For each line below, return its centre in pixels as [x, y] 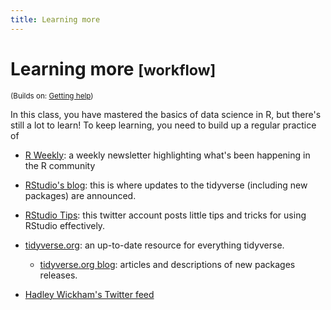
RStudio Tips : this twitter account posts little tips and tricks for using [165, 215]
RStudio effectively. [65, 225]
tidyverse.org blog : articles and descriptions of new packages [167, 264]
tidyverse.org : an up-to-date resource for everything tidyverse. [154, 245]
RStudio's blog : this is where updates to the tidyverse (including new [166, 185]
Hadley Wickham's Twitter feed [89, 294]
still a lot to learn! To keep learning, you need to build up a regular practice [163, 125]
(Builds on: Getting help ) [52, 96]
